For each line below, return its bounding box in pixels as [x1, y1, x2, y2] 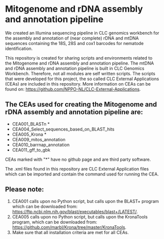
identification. [5, 45, 33, 51]
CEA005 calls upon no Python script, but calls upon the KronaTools [12, 214, 148, 219]
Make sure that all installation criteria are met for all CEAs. [12, 229, 129, 235]
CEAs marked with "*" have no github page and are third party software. [5, 156, 151, 162]
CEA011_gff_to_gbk [12, 147, 50, 152]
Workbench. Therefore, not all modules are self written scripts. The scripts [5, 70, 156, 76]
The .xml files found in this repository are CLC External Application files [5, 166, 149, 172]
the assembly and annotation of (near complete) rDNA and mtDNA [5, 35, 139, 41]
